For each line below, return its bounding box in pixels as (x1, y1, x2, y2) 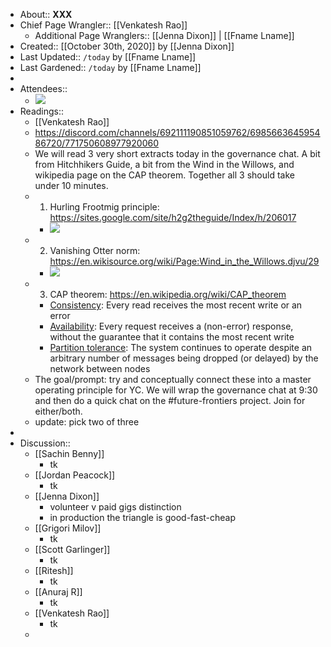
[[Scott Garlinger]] (34, 544, 111, 555)
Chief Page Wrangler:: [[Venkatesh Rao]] (19, 19, 188, 31)
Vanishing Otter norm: (49, 245, 141, 256)
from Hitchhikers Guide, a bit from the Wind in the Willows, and (34, 159, 295, 170)
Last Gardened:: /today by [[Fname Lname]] (19, 62, 202, 73)
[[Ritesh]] (34, 565, 74, 576)
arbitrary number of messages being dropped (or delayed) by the (49, 352, 319, 364)
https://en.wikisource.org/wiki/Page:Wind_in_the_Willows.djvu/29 (49, 255, 320, 267)
